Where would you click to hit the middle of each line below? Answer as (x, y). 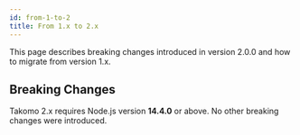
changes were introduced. (58, 121)
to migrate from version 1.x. (60, 61)
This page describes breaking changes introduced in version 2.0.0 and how (150, 51)
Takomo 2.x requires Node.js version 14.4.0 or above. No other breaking (144, 111)
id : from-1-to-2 (40, 18)
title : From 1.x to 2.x (54, 26)
